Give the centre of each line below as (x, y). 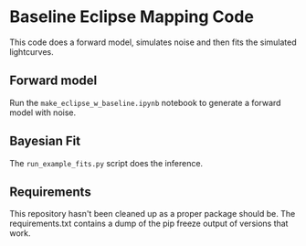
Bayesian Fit (45, 141)
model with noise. (43, 112)
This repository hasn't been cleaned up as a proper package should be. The (153, 214)
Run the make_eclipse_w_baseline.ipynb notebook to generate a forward (145, 102)
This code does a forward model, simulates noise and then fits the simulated (153, 42)
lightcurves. (32, 51)
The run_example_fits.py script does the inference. (106, 163)
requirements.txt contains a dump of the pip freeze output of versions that (149, 224)
